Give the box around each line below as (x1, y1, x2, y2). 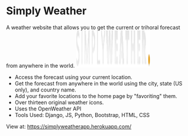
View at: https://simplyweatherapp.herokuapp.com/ (6, 123, 132, 130)
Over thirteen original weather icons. (14, 99, 104, 106)
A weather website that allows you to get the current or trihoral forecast (6, 24, 180, 31)
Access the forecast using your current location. (14, 73, 133, 81)
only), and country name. (14, 86, 76, 93)
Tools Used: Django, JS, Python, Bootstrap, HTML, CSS (14, 111, 150, 118)
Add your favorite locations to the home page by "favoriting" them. (14, 92, 177, 99)
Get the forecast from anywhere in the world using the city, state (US (14, 80, 183, 87)
